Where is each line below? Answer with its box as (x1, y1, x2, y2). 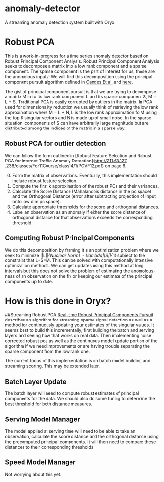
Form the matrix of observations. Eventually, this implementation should (12, 172, 157, 178)
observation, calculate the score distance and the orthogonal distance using (5, 434, 159, 440)
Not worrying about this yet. (5, 471, 62, 477)
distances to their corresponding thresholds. (5, 444, 94, 450)
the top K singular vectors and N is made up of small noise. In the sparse (5, 114, 152, 121)
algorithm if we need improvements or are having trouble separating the (5, 343, 150, 349)
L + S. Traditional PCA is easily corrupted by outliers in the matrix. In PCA (5, 99, 153, 105)
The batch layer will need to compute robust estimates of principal (5, 390, 139, 396)
